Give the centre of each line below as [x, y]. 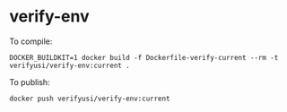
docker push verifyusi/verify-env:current [90, 99]
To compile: [31, 41]
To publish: [30, 82]
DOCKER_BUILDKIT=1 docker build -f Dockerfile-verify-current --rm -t [144, 57]
